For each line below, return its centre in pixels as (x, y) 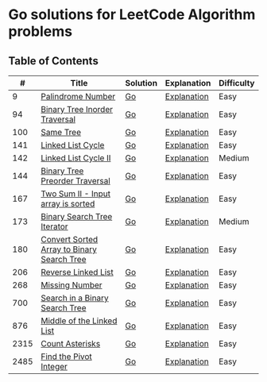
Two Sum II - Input (76, 194)
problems (41, 31)
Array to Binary (69, 249)
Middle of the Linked (79, 321)
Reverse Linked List (77, 272)
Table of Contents (54, 61)
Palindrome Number (78, 96)
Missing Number (72, 285)
